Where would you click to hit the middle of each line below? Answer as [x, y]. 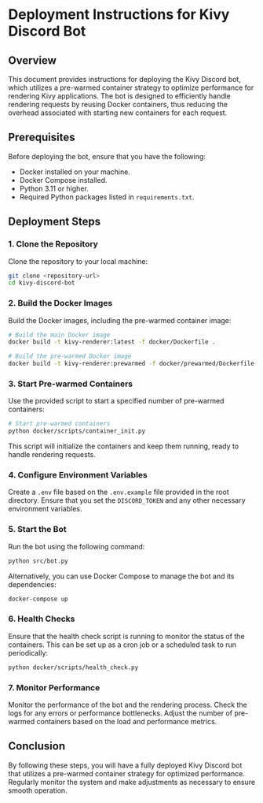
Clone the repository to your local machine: [78, 261]
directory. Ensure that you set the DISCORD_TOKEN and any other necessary [127, 500]
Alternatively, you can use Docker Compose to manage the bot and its [121, 576]
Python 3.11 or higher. [54, 188]
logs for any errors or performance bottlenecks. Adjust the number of [121, 713]
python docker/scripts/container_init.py [77, 431]
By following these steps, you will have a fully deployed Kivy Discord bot [125, 765]
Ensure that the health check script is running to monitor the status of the [126, 636]
